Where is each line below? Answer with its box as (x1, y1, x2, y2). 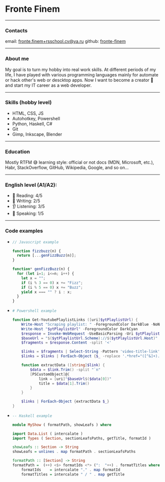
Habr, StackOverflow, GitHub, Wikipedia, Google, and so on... (5, 165, 129, 171)
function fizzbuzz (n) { (12, 248, 61, 253)
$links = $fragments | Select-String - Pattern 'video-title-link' (21, 349, 160, 354)
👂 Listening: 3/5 (12, 204, 45, 209)
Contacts (5, 27, 28, 34)
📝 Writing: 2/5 (12, 198, 40, 204)
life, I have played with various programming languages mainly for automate (5, 71, 159, 77)
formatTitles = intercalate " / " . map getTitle (21, 472, 125, 477)
